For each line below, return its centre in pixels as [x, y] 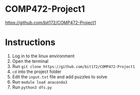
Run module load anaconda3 [40, 82]
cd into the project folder [37, 71]
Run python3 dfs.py [32, 87]
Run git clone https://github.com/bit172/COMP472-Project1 [73, 66]
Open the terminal [30, 61]
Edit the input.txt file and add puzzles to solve [60, 76]
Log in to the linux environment [43, 56]
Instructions [30, 42]
